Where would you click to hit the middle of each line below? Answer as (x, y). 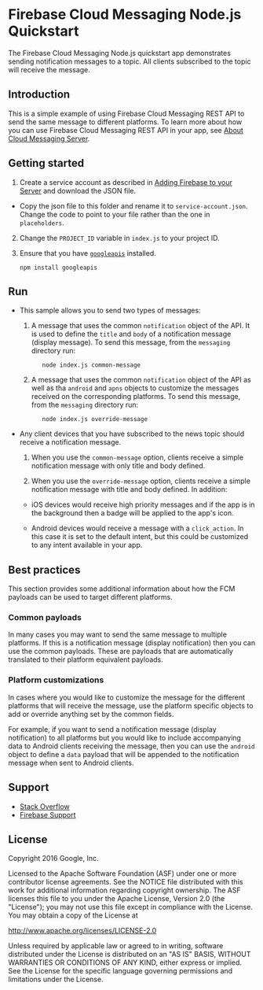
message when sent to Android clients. (71, 763)
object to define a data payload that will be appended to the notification (124, 754)
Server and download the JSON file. (78, 190)
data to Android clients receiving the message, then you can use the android (131, 746)
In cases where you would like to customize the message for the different (127, 697)
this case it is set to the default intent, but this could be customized (140, 537)
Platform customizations (56, 680)
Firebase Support (47, 815)
